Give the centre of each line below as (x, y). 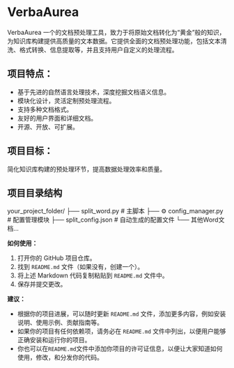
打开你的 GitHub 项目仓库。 (56, 258)
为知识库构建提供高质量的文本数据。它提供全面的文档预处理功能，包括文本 (114, 41)
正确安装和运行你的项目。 (54, 340)
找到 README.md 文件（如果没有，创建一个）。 (80, 267)
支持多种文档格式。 (45, 109)
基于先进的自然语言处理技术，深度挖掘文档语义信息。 (94, 92)
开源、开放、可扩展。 (48, 127)
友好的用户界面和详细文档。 (57, 118)
